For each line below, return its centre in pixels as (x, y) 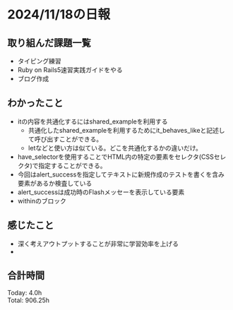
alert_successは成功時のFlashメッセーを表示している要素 (101, 192)
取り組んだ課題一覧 (49, 43)
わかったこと (35, 103)
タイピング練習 (39, 61)
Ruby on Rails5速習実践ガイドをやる (70, 70)
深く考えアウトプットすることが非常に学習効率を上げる (98, 244)
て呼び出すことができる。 (65, 139)
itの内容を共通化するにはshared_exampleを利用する (92, 121)
